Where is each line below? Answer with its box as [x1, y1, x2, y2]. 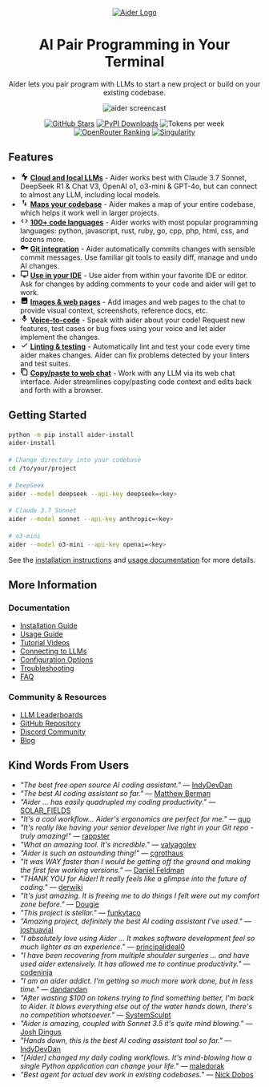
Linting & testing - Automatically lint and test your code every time [30, 341, 251, 351]
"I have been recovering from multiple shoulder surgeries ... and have [19, 950, 250, 960]
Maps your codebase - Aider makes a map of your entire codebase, [30, 199, 256, 208]
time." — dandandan [19, 984, 88, 994]
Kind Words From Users [8, 758, 130, 773]
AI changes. [19, 261, 60, 270]
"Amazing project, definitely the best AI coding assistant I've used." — [19, 916, 252, 926]
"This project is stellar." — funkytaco [19, 907, 142, 917]
